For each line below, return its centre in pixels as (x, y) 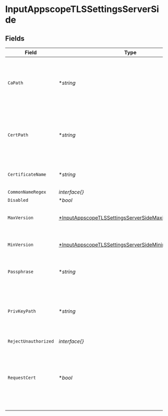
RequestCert (22, 378)
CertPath (18, 135)
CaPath (15, 83)
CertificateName (27, 174)
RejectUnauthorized (31, 341)
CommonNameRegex (27, 192)
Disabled (18, 200)
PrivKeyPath (22, 311)
